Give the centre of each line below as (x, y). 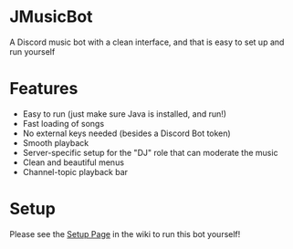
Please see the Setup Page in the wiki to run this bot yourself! (125, 233)
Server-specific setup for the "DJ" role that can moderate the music (150, 152)
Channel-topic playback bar (75, 171)
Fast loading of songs (63, 123)
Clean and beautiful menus (73, 162)
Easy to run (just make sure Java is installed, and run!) (124, 114)
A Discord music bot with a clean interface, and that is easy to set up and (147, 42)
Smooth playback (56, 142)
